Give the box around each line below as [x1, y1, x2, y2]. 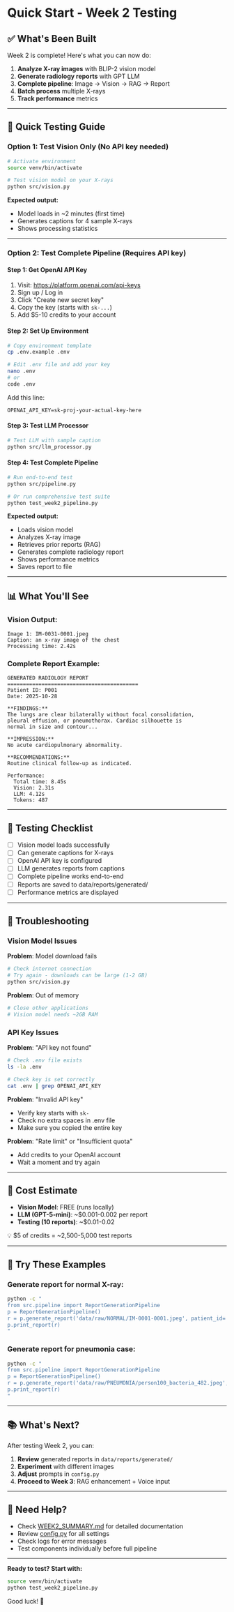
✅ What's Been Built [7, 33, 97, 45]
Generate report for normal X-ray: [7, 1279, 124, 1289]
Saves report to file [17, 563, 72, 571]
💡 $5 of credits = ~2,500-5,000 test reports [7, 1231, 132, 1240]
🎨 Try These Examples [7, 1258, 107, 1270]
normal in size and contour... [7, 723, 98, 730]
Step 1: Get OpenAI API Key [7, 265, 88, 273]
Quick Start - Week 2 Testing [7, 5, 178, 21]
